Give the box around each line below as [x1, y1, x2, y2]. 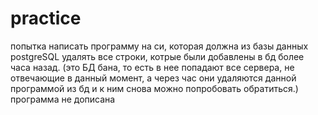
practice [10, 7, 82, 30]
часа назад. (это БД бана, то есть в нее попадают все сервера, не [10, 61, 295, 73]
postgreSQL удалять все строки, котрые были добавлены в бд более [10, 50, 305, 62]
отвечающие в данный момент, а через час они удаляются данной [10, 72, 297, 84]
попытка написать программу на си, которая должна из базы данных [10, 40, 309, 52]
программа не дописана [10, 93, 116, 105]
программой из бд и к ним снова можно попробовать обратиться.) [10, 82, 299, 94]
